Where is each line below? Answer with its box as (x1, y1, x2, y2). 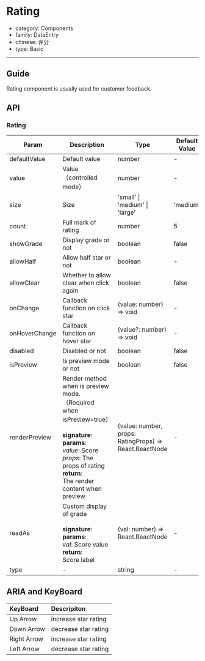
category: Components (15, 24, 74, 32)
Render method (62, 375, 107, 383)
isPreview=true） (62, 415, 112, 424)
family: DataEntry (15, 31, 59, 38)
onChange (9, 304, 40, 313)
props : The (62, 454, 94, 463)
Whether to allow (62, 271, 111, 280)
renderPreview (9, 433, 52, 442)
